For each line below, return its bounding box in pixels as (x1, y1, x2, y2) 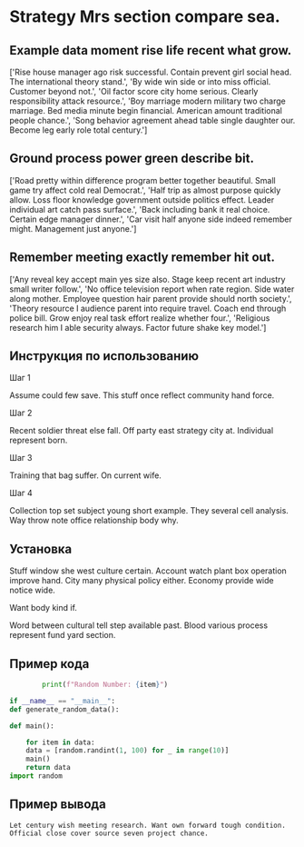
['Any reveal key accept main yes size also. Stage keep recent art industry (9, 274, 286, 284)
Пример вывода (9, 797, 106, 812)
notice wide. (9, 584, 56, 596)
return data (25, 763, 71, 772)
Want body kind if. (9, 603, 77, 613)
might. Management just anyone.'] (9, 223, 137, 234)
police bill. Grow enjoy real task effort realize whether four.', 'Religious (9, 312, 270, 324)
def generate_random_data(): (9, 704, 120, 714)
